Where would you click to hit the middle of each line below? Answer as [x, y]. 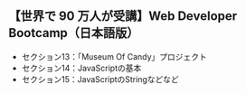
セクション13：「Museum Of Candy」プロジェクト [114, 56]
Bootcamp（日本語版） [74, 33]
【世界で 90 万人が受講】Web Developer [123, 16]
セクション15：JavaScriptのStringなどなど [100, 79]
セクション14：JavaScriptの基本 [81, 68]
